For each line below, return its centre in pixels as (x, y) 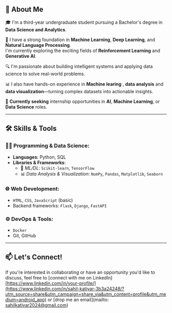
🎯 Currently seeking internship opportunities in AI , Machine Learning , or (83, 101)
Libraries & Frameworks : (39, 162)
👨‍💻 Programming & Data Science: (47, 146)
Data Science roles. (26, 107)
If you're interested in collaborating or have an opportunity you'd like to (80, 272)
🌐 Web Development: (33, 189)
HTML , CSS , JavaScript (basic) (43, 200)
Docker (20, 231)
